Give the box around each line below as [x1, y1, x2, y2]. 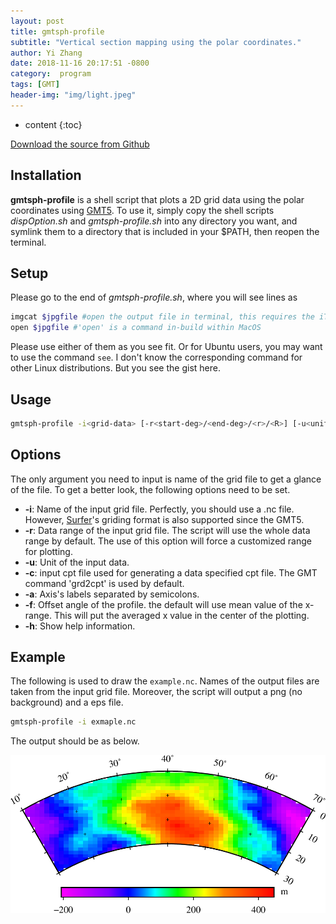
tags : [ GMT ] [10, 80, 60, 90]
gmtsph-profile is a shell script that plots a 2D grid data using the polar [10, 193, 305, 205]
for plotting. [24, 545, 73, 557]
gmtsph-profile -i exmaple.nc [10, 717, 137, 727]
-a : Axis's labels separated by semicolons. [24, 588, 200, 600]
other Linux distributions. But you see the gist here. [10, 362, 221, 374]
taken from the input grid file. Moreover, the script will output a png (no [10, 686, 303, 698]
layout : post [10, 16, 65, 26]
